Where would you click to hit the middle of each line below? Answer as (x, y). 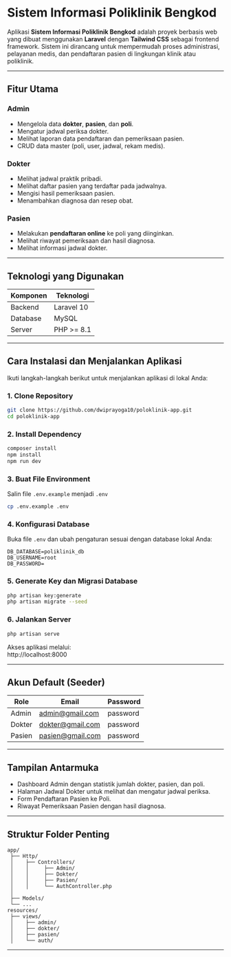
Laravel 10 (71, 307)
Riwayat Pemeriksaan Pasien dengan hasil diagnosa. (91, 806)
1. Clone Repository (40, 395)
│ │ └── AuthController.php (61, 886)
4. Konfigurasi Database (48, 524)
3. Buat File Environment (49, 479)
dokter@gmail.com (70, 725)
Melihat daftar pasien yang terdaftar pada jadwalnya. (92, 186)
